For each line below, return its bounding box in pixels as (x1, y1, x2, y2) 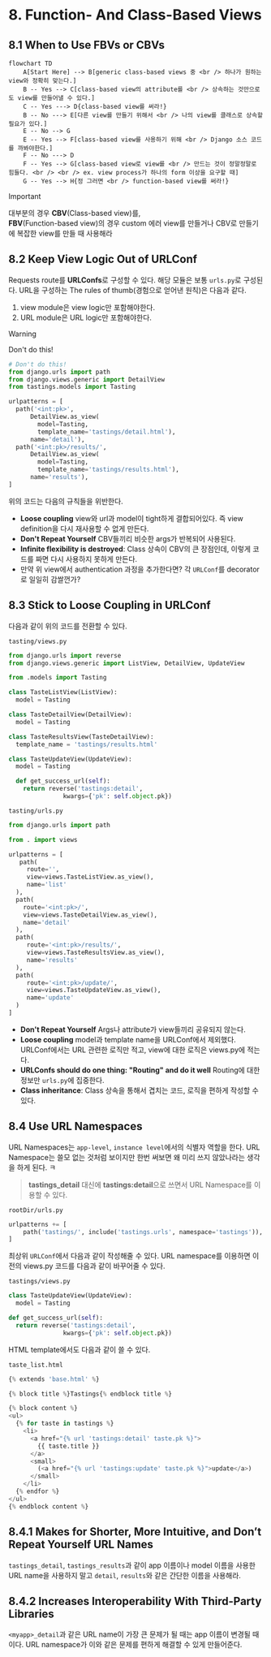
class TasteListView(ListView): (8, 688, 118, 697)
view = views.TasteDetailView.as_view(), (23, 911, 158, 919)
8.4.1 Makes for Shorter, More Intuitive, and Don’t (8, 1525, 262, 1539)
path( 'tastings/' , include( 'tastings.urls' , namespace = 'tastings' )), (23, 1228, 264, 1236)
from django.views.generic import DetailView (8, 375, 165, 383)
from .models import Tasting (8, 674, 107, 682)
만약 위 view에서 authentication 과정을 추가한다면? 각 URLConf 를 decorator (19, 564, 260, 574)
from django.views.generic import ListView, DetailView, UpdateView (8, 659, 245, 667)
